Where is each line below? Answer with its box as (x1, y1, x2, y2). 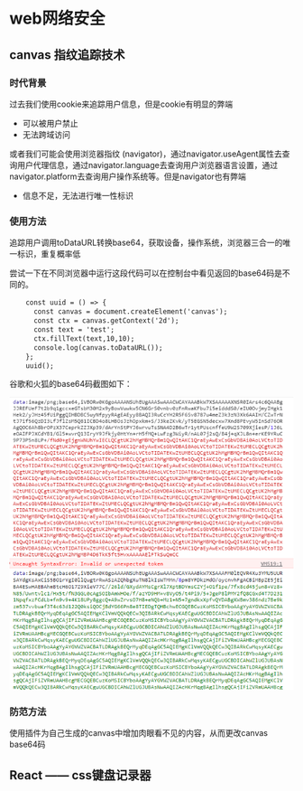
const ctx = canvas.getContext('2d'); (32, 316, 179, 325)
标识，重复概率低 (16, 249, 81, 259)
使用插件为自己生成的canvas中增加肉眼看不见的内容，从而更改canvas (9, 727, 269, 738)
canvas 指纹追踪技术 (9, 47, 125, 62)
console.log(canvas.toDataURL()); (32, 344, 164, 353)
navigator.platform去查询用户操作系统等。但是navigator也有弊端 (9, 171, 246, 182)
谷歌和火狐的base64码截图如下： (9, 379, 133, 390)
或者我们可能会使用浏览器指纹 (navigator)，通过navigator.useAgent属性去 (9, 148, 282, 159)
